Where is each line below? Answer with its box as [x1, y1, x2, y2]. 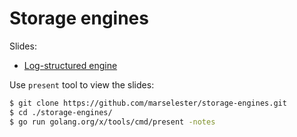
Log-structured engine [23, 59, 118, 71]
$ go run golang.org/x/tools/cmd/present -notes [9, 117, 216, 127]
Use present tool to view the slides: [9, 78, 155, 91]
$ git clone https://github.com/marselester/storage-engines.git [9, 98, 287, 108]
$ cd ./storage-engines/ [9, 107, 113, 117]
